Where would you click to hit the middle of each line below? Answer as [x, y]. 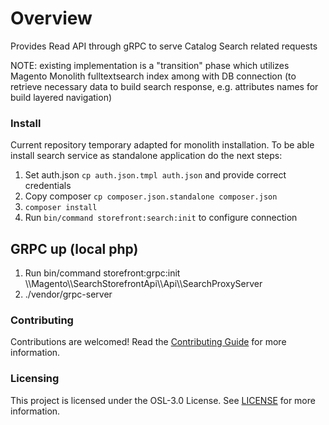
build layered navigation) [61, 97]
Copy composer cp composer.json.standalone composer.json [151, 196]
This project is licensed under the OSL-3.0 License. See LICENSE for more [163, 400]
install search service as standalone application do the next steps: [146, 156]
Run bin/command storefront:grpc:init [102, 273]
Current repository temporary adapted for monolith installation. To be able [162, 145]
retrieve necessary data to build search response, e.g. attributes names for [164, 86]
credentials [48, 186]
